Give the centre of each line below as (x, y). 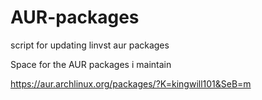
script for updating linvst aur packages (90, 45)
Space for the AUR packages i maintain (91, 64)
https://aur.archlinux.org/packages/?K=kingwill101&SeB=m (131, 83)
